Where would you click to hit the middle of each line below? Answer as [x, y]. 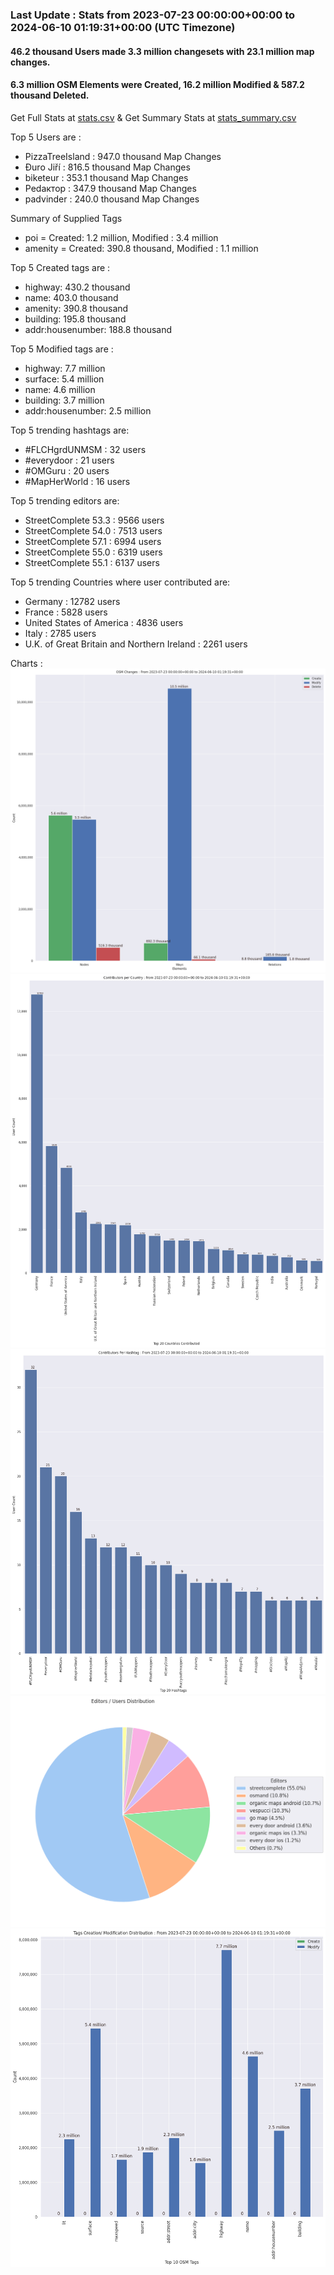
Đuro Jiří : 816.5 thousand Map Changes [107, 167]
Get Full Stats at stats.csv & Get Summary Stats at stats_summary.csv [153, 117]
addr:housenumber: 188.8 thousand [98, 329]
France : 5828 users [66, 612]
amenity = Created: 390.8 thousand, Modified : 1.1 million [141, 248]
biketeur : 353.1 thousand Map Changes [106, 177]
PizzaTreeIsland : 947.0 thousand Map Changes [123, 156]
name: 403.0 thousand [71, 297]
